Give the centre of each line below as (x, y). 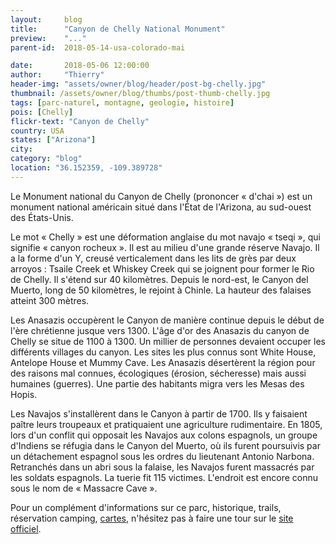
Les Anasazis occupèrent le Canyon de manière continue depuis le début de (167, 320)
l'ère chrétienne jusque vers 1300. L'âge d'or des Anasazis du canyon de (160, 330)
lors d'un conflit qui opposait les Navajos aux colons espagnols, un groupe (164, 435)
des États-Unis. (42, 217)
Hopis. (24, 394)
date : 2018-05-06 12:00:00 (80, 66)
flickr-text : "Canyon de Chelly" (80, 121)
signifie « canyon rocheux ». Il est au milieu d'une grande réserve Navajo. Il (165, 247)
